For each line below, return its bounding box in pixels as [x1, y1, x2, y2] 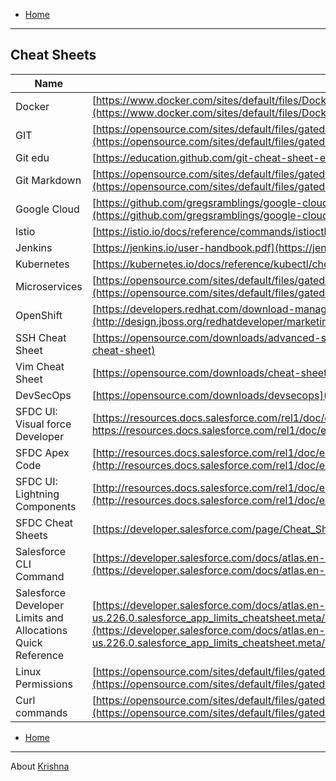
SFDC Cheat [15, 515, 74, 529]
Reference [15, 648, 65, 662]
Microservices [15, 279, 83, 293]
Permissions [15, 677, 73, 691]
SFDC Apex [15, 445, 70, 459]
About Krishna [10, 760, 70, 772]
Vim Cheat [15, 359, 65, 373]
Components [15, 499, 77, 513]
